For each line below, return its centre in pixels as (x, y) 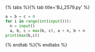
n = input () (23, 26)
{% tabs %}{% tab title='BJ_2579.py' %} (47, 7)
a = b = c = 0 (20, 17)
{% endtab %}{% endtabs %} (36, 45)
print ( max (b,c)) (22, 35)
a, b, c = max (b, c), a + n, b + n (47, 31)
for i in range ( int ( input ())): (38, 21)
